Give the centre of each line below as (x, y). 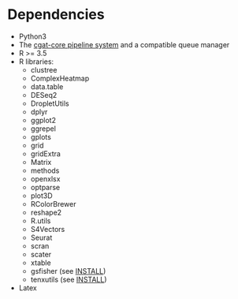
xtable (41, 263)
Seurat (41, 237)
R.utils (41, 221)
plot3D (41, 196)
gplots (41, 136)
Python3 (32, 36)
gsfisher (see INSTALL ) (68, 271)
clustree (44, 69)
